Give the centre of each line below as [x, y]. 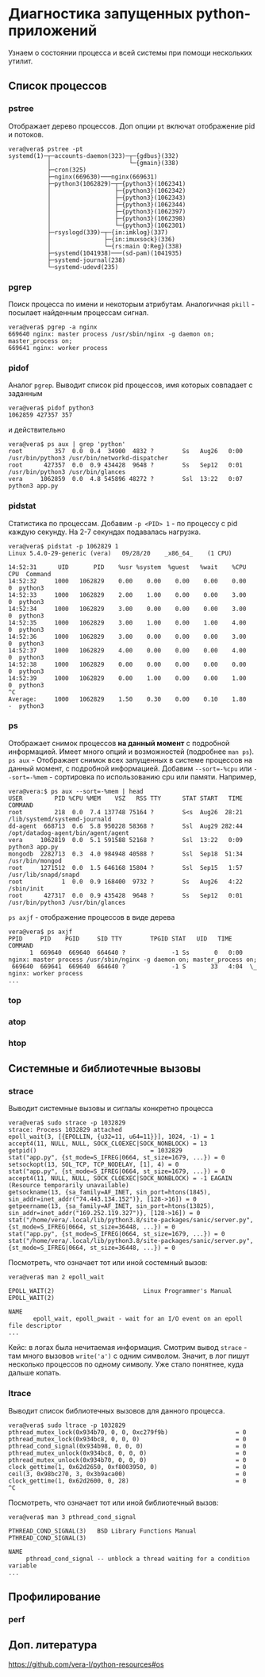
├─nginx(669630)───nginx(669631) [102, 177]
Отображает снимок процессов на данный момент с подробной [119, 743]
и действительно [37, 430]
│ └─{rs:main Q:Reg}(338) [115, 246]
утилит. [21, 61]
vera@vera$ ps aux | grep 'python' [67, 444]
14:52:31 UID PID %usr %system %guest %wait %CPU [127, 567]
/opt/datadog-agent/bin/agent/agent [69, 833]
